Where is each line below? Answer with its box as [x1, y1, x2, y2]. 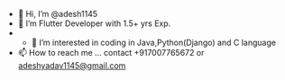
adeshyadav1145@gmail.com [17, 60, 126, 71]
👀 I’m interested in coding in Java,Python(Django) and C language [31, 37, 277, 48]
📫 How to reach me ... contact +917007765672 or [17, 48, 205, 58]
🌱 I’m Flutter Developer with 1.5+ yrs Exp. [17, 18, 171, 29]
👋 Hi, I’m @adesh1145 [17, 9, 97, 19]
